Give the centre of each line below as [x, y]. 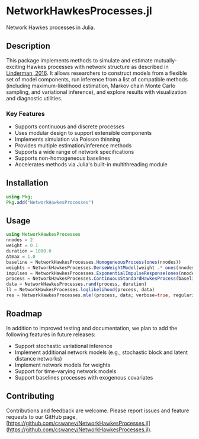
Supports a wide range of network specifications [74, 152]
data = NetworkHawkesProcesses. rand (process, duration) [76, 284]
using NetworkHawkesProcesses [44, 235]
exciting [16, 67]
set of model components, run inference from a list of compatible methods [97, 79]
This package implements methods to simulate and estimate [79, 60]
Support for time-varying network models [65, 371]
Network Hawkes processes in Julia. [51, 27]
